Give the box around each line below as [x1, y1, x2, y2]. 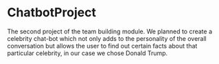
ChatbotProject [7, 5, 96, 20]
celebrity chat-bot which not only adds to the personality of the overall [7, 34, 207, 42]
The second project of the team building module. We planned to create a [7, 27, 213, 35]
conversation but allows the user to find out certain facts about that [7, 42, 198, 50]
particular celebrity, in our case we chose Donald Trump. [7, 49, 168, 57]
